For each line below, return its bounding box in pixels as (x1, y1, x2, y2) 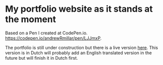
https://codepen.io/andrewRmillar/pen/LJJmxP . (5, 35, 102, 41)
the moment (5, 14, 56, 25)
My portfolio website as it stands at (5, 3, 153, 15)
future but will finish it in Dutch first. (5, 55, 78, 61)
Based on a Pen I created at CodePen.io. (5, 30, 88, 36)
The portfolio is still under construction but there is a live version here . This (5, 44, 159, 50)
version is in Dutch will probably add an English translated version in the (5, 50, 152, 56)
